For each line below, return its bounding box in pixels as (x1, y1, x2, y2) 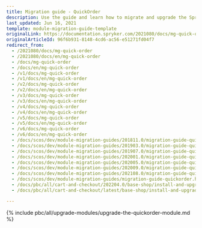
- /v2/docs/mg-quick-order (11, 82, 79, 88)
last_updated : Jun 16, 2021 (6, 20, 77, 26)
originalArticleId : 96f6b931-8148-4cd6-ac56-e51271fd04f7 (6, 37, 155, 43)
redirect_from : (6, 43, 44, 49)
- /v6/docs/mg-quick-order (11, 126, 79, 132)
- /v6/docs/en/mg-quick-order (11, 131, 87, 138)
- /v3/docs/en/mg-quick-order (11, 98, 87, 104)
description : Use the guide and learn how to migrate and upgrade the (6, 14, 187, 20)
